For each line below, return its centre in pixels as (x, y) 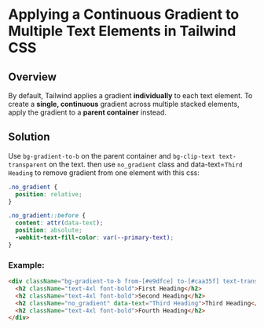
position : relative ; (49, 194)
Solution (29, 137)
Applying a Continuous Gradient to (124, 15)
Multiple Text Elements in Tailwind (122, 31)
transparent (27, 165)
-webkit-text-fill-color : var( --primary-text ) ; (95, 238)
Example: (26, 265)
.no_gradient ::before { (47, 216)
